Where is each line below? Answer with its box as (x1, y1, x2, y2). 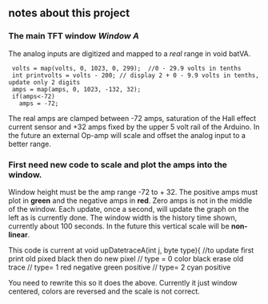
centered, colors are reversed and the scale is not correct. (8, 286, 200, 296)
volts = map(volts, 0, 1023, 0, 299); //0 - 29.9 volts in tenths (11, 64, 242, 72)
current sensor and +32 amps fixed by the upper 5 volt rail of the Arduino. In (8, 122, 260, 132)
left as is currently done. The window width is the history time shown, (8, 213, 238, 222)
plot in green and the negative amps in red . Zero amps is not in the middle (8, 196, 253, 205)
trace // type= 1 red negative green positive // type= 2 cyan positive (8, 262, 231, 272)
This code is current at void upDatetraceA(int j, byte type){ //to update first (8, 245, 254, 255)
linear (8, 229, 28, 239)
